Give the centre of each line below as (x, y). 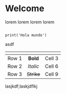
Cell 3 (52, 58)
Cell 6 (52, 66)
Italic (33, 66)
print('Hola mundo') (26, 35)
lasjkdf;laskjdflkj (21, 86)
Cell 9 (52, 74)
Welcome (25, 9)
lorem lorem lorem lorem (30, 22)
